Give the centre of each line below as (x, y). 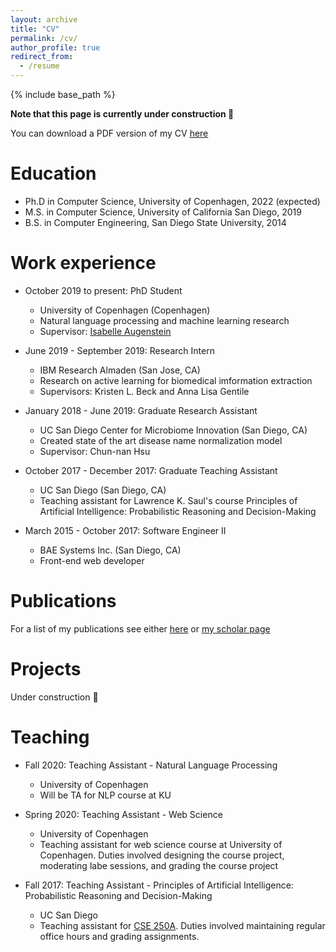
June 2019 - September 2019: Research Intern (119, 350)
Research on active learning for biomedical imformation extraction (176, 380)
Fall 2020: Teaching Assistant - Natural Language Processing (151, 765)
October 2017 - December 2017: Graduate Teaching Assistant (151, 470)
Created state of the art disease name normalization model (161, 440)
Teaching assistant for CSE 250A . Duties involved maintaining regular (182, 925)
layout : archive (44, 19)
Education (53, 173)
